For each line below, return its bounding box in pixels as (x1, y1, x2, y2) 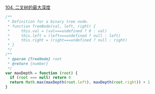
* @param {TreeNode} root (7, 56, 62, 61)
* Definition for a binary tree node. (7, 19, 89, 24)
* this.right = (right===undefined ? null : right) (7, 38, 128, 43)
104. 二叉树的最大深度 (5, 5, 51, 10)
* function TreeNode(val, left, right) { (7, 24, 96, 29)
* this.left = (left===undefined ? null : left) (7, 33, 121, 38)
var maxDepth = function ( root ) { (5, 70, 78, 75)
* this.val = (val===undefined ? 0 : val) (7, 28, 108, 34)
